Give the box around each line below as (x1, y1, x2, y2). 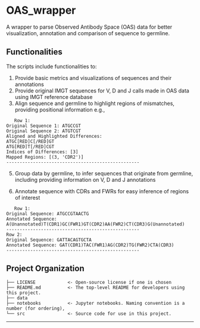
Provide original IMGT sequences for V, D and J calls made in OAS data (14, 87, 189, 94)
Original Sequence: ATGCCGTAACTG (6, 211, 89, 216)
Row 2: (6, 231, 23, 237)
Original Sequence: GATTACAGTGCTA (6, 237, 92, 243)
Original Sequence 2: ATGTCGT (6, 128, 82, 134)
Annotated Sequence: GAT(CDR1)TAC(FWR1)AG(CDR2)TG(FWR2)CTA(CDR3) (6, 242, 174, 248)
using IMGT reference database (14, 93, 93, 100)
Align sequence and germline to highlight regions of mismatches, (14, 100, 174, 107)
